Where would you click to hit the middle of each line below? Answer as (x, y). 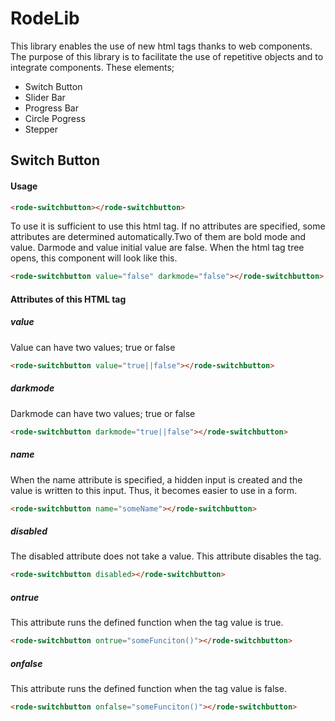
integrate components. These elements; (92, 67)
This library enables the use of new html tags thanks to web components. (161, 46)
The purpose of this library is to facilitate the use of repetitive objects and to (167, 56)
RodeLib (45, 18)
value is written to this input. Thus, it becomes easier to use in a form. (154, 490)
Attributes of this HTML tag (68, 299)
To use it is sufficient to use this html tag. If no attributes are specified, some (168, 226)
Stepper (41, 129)
